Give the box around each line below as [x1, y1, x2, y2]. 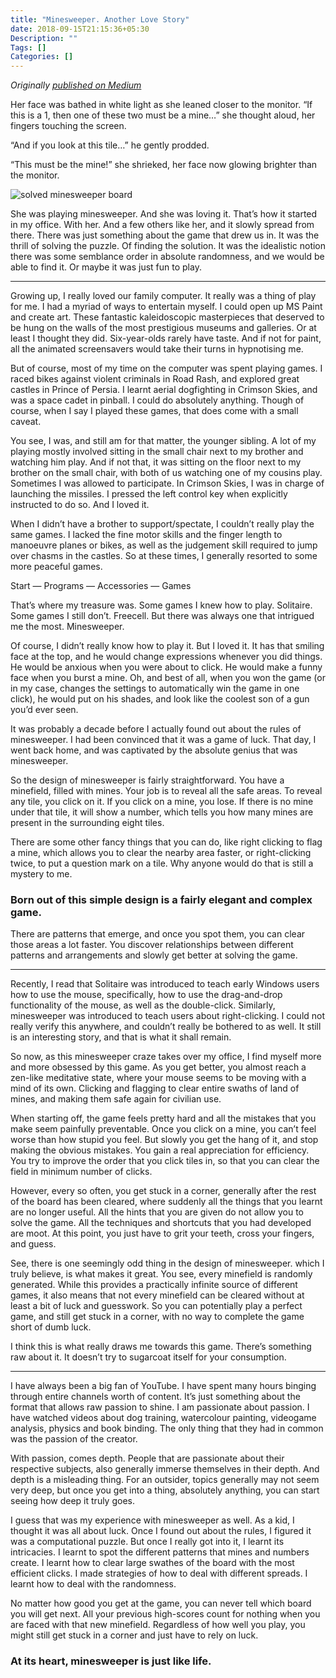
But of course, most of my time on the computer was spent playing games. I [10, 362, 323, 375]
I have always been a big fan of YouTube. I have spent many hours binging [10, 1380, 317, 1392]
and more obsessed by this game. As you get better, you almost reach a [10, 1061, 307, 1073]
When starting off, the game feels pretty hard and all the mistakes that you [10, 1112, 317, 1125]
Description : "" [10, 33, 78, 43]
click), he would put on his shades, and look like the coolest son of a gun [10, 693, 310, 705]
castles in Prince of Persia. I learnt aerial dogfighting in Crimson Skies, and [10, 384, 318, 396]
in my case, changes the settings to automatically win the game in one [10, 682, 300, 695]
